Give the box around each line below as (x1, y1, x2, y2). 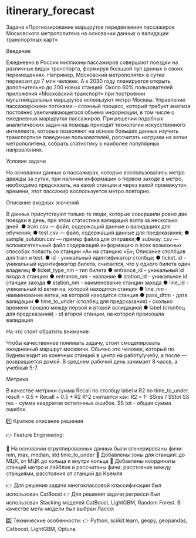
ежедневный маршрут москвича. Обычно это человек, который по (6, 345, 175, 352)
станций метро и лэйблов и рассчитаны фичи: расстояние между (6, 463, 171, 470)
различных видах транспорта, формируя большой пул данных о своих (6, 65, 184, 72)
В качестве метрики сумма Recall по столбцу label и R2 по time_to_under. (6, 386, 190, 394)
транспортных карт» (6, 36, 58, 43)
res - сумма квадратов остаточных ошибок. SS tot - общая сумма (6, 399, 171, 406)
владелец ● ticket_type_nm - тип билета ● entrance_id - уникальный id (6, 266, 184, 274)
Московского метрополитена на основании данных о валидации (6, 29, 169, 36)
